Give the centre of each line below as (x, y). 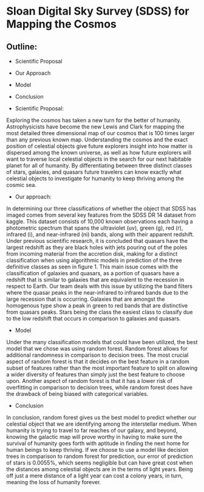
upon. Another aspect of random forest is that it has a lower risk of (90, 381)
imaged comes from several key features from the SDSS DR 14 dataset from (101, 215)
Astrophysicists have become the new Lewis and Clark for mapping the (95, 127)
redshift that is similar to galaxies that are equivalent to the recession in (95, 279)
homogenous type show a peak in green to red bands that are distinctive (97, 305)
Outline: (22, 47)
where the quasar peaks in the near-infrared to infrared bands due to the (97, 293)
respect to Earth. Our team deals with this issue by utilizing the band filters (100, 286)
